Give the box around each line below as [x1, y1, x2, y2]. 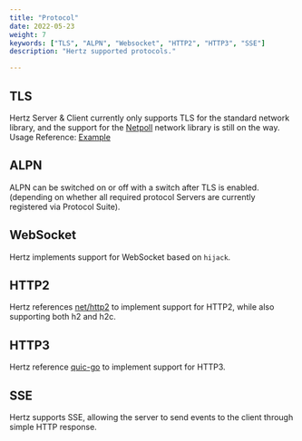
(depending [9, 191, 53, 202]
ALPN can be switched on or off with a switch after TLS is [9, 182, 225, 193]
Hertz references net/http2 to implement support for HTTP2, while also [9, 302, 275, 312]
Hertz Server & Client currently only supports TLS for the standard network [9, 112, 290, 123]
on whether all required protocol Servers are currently [54, 191, 256, 202]
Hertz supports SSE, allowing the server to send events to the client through [9, 412, 294, 422]
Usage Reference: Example [9, 131, 112, 142]
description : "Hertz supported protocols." [9, 47, 177, 56]
